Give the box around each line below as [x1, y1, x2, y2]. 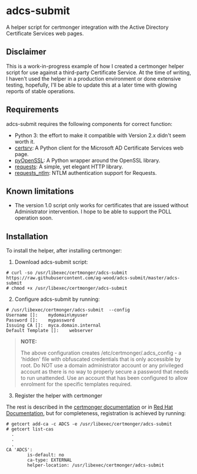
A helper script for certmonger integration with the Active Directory [6, 24, 169, 31]
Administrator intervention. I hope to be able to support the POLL [14, 208, 172, 216]
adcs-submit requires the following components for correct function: [6, 120, 172, 127]
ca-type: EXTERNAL [27, 458, 72, 463]
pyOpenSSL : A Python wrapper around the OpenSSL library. [14, 157, 161, 164]
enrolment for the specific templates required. [20, 381, 132, 388]
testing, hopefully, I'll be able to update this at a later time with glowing [6, 81, 178, 88]
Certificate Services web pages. [6, 29, 84, 37]
